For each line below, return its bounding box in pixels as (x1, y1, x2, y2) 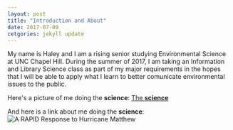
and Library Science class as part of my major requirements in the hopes (7, 65, 221, 73)
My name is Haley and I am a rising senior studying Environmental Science (7, 50, 227, 58)
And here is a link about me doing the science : (7, 107, 145, 116)
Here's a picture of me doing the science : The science (7, 94, 169, 102)
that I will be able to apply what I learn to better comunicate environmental (7, 72, 226, 81)
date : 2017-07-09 (7, 23, 59, 31)
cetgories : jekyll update (7, 30, 84, 38)
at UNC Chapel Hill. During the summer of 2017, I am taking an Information (7, 58, 225, 66)
